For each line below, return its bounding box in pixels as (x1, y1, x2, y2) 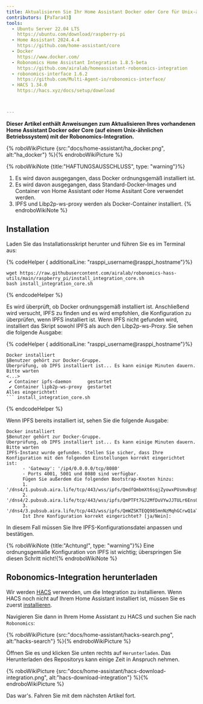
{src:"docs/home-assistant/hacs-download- (56, 667, 166, 674)
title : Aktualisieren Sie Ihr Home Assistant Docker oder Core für (6, 8, 180, 15)
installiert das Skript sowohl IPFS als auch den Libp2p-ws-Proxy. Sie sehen (6, 322, 193, 330)
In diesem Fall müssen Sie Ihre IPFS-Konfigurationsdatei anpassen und (6, 524, 182, 531)
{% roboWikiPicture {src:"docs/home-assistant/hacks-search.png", (6, 631, 174, 638)
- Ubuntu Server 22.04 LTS (11, 25, 80, 32)
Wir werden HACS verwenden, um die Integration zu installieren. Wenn (6, 588, 182, 596)
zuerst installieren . (6, 601, 53, 608)
